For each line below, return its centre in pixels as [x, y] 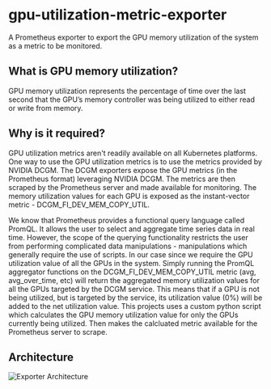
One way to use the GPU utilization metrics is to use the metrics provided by [135, 161]
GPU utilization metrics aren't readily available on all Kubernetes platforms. [133, 153]
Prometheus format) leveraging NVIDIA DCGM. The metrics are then [122, 179]
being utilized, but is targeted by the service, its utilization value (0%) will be [135, 298]
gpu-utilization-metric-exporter [118, 15]
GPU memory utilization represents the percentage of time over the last [127, 91]
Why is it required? [57, 134]
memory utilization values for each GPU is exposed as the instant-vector [129, 196]
